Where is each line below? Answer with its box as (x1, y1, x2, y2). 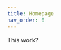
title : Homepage (7, 10, 54, 17)
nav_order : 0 (7, 17, 45, 24)
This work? (7, 35, 39, 44)
